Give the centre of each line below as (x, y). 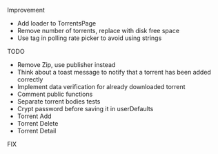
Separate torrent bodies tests (59, 102)
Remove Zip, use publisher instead (66, 65)
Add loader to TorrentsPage (57, 23)
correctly (30, 79)
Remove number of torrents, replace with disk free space (98, 31)
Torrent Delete (38, 123)
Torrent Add (34, 116)
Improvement (26, 10)
